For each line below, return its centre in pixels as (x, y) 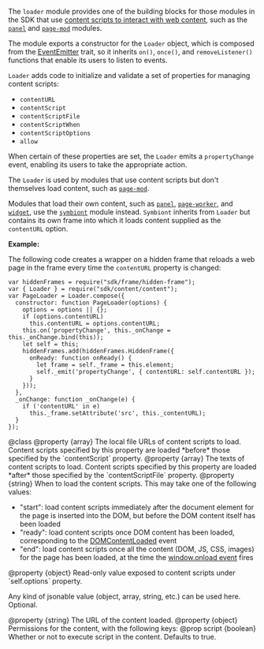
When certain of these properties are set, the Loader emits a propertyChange (131, 156)
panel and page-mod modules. (55, 28)
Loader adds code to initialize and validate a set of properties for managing (129, 75)
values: (20, 492)
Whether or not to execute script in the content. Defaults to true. (112, 637)
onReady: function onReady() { (80, 358)
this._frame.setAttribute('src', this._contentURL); (117, 413)
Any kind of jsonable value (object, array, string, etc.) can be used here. (125, 596)
